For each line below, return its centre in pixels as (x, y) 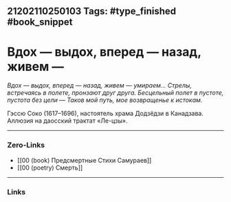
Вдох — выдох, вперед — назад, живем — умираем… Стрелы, (100, 85)
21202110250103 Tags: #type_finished (92, 11)
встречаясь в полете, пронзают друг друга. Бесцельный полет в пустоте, (115, 93)
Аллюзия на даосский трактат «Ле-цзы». (67, 121)
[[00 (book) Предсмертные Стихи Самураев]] (84, 160)
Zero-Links (26, 145)
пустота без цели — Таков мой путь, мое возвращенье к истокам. (105, 100)
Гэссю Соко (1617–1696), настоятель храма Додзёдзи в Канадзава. (106, 114)
